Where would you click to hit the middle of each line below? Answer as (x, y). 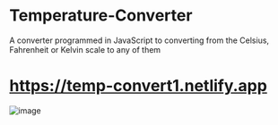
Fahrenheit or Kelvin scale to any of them (85, 49)
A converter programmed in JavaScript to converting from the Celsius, (139, 40)
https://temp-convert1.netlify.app (138, 86)
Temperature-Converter (101, 16)
